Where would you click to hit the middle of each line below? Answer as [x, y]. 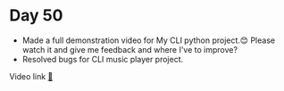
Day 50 [36, 16]
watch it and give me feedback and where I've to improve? [130, 49]
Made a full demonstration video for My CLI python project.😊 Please [148, 40]
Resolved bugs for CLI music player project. [103, 59]
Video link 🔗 [31, 76]
